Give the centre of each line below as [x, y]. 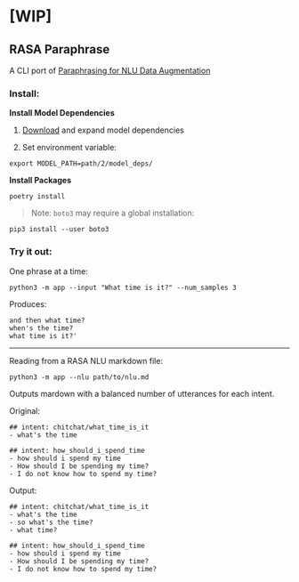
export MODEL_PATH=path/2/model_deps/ [81, 164]
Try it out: [31, 252]
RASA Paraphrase [60, 49]
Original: [25, 410]
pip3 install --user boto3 [59, 230]
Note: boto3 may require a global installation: [113, 213]
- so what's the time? [51, 522]
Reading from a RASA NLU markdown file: [86, 360]
